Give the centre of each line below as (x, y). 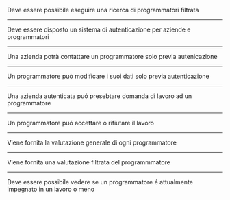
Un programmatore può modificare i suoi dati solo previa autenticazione (108, 76)
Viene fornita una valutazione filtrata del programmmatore (89, 162)
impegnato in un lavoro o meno (51, 189)
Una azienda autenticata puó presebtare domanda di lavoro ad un (100, 96)
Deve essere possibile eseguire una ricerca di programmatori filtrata (103, 10)
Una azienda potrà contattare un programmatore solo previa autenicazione (112, 57)
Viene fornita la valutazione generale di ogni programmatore (92, 142)
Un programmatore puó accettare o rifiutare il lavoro (80, 123)
